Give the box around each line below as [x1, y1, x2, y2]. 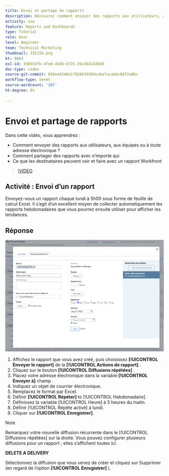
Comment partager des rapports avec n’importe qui [12, 153, 120, 159]
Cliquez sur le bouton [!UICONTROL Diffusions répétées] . [12, 367, 135, 373]
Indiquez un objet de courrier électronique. [12, 383, 102, 389]
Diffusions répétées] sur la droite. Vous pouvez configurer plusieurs [5, 435, 146, 441]
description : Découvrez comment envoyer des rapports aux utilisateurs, [5, 13, 161, 19]
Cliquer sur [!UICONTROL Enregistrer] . [12, 410, 94, 416]
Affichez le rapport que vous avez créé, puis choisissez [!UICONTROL [12, 357, 158, 363]
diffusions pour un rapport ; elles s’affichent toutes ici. [5, 440, 117, 446]
